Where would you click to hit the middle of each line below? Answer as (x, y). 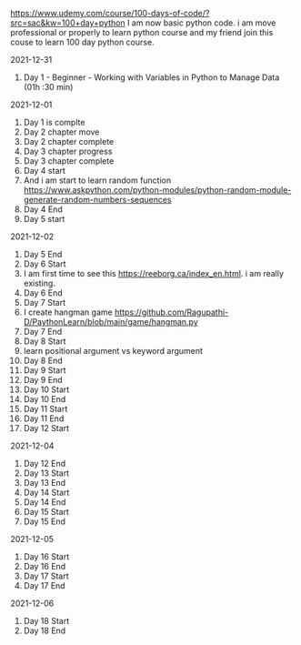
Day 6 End (43, 293)
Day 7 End (43, 332)
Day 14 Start (46, 492)
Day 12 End (45, 464)
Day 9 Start (45, 370)
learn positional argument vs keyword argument (113, 351)
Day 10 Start (46, 389)
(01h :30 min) (48, 87)
